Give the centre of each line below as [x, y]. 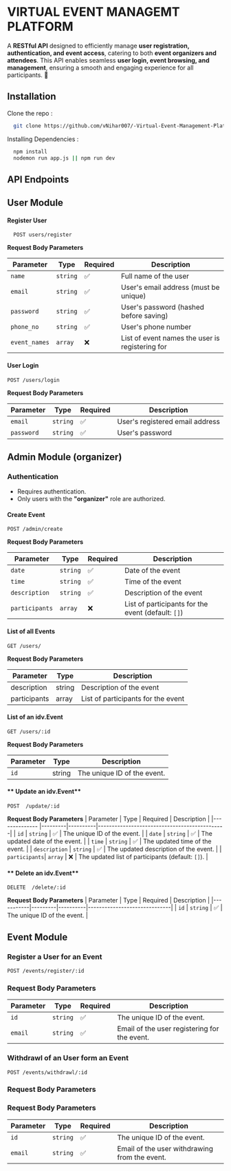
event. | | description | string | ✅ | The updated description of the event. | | [114, 849]
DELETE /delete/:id [37, 888]
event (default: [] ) [154, 613]
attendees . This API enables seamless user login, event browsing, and [108, 60]
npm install [31, 151]
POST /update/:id [33, 806]
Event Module [37, 937]
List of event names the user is [170, 338]
